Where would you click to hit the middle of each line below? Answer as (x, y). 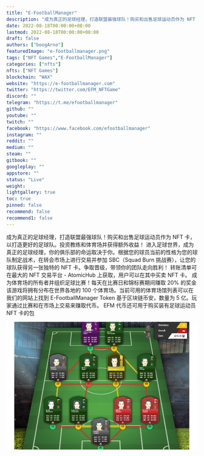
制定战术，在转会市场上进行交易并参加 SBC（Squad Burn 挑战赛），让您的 (104, 260)
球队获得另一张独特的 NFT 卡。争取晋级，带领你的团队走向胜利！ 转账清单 (99, 267)
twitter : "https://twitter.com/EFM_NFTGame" (63, 90)
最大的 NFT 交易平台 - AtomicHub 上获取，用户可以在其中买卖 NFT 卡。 (101, 275)
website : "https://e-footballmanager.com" (61, 83)
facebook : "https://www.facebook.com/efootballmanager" (78, 128)
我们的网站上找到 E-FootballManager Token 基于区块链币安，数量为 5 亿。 (99, 297)
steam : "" (19, 154)
